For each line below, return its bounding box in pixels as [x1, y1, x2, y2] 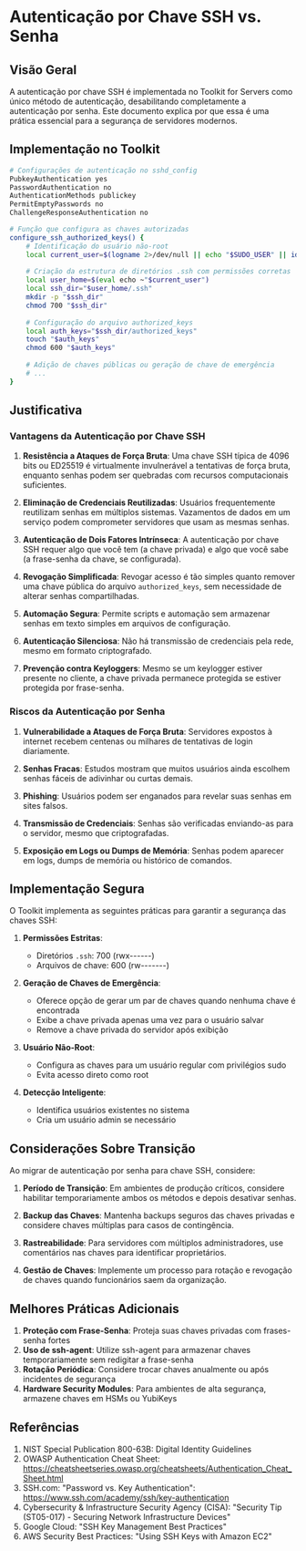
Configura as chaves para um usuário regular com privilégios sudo [36, 1060, 287, 1070]
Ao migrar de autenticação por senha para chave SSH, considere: [9, 1165, 256, 1176]
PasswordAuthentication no [9, 182, 112, 192]
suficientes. [22, 480, 66, 491]
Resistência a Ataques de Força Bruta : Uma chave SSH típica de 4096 [22, 450, 290, 461]
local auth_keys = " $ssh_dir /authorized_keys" [25, 326, 198, 336]
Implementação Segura [9, 882, 145, 897]
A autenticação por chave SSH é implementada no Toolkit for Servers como [9, 87, 293, 97]
